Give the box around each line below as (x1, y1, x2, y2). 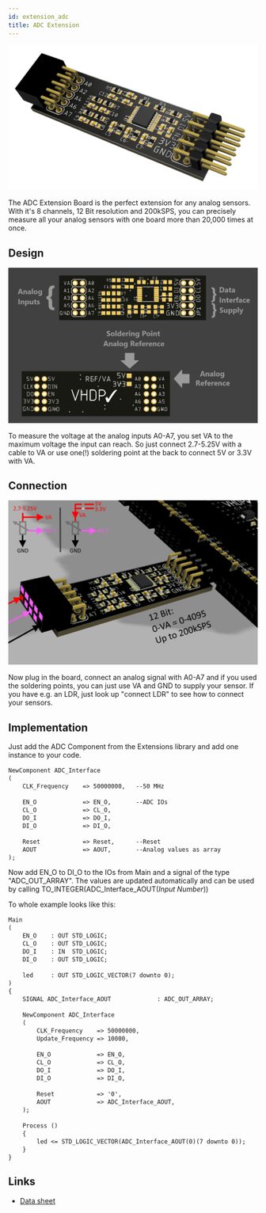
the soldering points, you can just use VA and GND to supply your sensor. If (8, 681, 254, 690)
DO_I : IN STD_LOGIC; (22, 948, 108, 956)
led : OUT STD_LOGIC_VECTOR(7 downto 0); (22, 972, 176, 979)
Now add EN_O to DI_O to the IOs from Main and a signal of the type (8, 868, 230, 876)
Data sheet (19, 1196, 55, 1205)
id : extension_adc (8, 13, 69, 21)
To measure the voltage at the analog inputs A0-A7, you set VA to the (8, 431, 234, 440)
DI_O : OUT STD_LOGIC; (22, 956, 108, 964)
